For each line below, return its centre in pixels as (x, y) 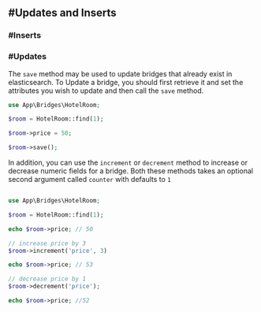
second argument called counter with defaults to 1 (90, 180)
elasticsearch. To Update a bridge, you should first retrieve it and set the (126, 82)
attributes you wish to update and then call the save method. (106, 91)
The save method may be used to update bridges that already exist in (120, 73)
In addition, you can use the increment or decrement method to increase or (128, 163)
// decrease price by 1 (47, 279)
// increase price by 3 (47, 243)
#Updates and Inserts (62, 13)
